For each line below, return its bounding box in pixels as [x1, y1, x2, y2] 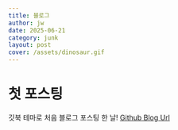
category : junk [8, 33, 59, 42]
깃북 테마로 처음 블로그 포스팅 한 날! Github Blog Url [8, 113, 171, 122]
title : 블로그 [8, 11, 50, 20]
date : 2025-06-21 [8, 26, 66, 34]
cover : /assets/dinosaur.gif [8, 48, 105, 56]
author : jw [8, 19, 44, 27]
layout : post [8, 41, 52, 49]
